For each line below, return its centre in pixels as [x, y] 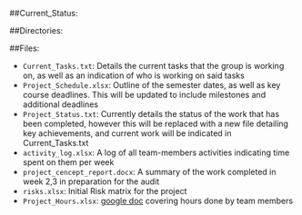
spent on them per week [68, 162]
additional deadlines [60, 104]
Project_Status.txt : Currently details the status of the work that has [151, 114]
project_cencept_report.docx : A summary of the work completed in [149, 172]
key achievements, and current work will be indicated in [127, 133]
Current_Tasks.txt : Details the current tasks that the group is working [153, 66]
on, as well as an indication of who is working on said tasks [134, 75]
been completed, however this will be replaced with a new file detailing [156, 123]
